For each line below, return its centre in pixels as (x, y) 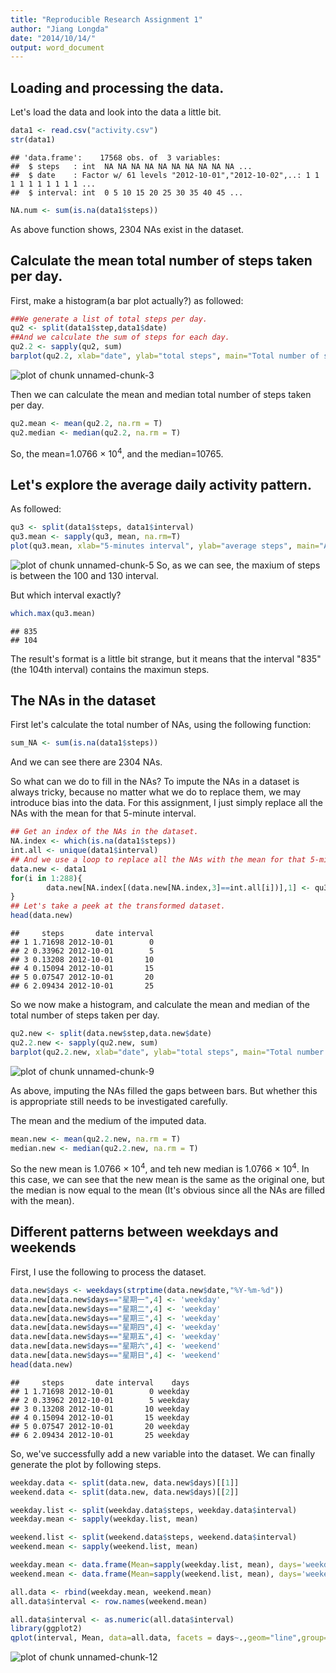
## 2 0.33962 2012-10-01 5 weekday (100, 1400)
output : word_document (57, 47)
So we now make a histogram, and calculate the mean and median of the (160, 1005)
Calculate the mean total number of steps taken (161, 261)
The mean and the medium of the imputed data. (108, 1120)
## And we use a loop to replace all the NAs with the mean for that (158, 859)
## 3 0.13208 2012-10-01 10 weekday (100, 1409)
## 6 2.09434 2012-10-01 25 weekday (100, 1435)
